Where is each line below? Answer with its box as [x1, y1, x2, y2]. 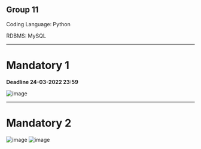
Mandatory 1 [6, 59, 70, 72]
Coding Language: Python [6, 20, 71, 27]
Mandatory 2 [6, 116, 72, 130]
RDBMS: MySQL [6, 32, 47, 39]
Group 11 [6, 5, 39, 15]
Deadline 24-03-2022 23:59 [6, 78, 79, 85]
